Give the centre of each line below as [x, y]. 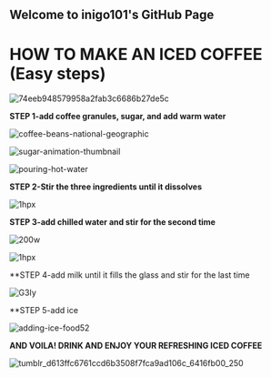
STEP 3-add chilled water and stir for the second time [113, 222]
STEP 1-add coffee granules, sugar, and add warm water [118, 117]
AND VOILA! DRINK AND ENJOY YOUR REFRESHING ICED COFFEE [136, 346]
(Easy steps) [58, 73]
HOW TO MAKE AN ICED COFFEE [136, 54]
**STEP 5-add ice [44, 311]
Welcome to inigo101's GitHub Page [112, 15]
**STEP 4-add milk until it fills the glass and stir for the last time [130, 275]
